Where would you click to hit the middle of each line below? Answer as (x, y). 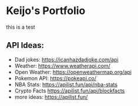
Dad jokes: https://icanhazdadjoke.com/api (66, 59)
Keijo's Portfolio (46, 11)
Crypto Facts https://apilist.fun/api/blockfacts (70, 90)
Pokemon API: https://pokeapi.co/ (55, 78)
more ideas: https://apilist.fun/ (51, 97)
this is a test (21, 27)
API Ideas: (25, 45)
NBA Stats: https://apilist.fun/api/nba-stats (66, 84)
